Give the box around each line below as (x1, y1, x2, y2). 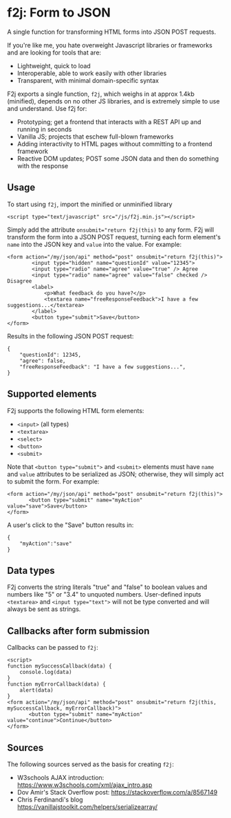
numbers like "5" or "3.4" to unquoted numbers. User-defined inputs (7, 590, 201, 599)
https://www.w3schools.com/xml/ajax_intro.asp (16, 781, 153, 789)
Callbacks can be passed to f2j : (7, 644, 98, 652)
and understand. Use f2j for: (7, 104, 87, 112)
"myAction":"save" (19, 540, 72, 547)
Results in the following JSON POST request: (7, 332, 134, 340)
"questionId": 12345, (19, 351, 81, 358)
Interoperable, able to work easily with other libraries (16, 69, 167, 77)
